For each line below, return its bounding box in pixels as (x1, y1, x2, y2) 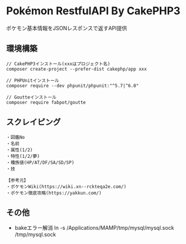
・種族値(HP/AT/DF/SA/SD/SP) (6, 159, 75, 166)
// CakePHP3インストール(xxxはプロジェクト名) (6, 61, 111, 66)
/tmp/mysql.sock (14, 231, 56, 238)
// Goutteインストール (6, 94, 57, 100)
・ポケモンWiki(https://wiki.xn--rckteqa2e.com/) (6, 183, 127, 189)
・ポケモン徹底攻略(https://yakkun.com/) (6, 190, 102, 196)
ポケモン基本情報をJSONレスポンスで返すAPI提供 (6, 24, 127, 31)
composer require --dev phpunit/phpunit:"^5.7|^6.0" (6, 83, 139, 88)
